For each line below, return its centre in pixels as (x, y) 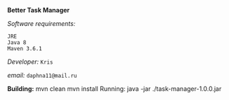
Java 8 (17, 43)
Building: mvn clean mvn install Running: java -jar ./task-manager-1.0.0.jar (115, 89)
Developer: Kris (30, 62)
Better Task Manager (39, 10)
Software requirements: (41, 23)
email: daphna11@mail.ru (42, 75)
